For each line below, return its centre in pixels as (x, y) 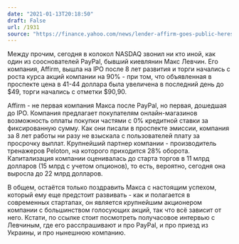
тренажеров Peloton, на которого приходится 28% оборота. (99, 151)
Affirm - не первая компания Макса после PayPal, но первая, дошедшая (117, 106)
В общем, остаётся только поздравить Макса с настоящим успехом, (112, 187)
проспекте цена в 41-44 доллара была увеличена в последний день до (116, 84)
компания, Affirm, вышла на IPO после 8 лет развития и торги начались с (119, 69)
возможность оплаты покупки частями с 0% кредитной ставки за (108, 121)
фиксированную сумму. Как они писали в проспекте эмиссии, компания (118, 128)
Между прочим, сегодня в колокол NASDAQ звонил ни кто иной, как (111, 54)
